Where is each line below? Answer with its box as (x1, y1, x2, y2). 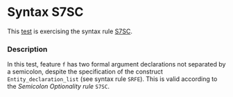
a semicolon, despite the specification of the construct (7, 67, 163, 76)
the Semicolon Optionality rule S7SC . (7, 82, 110, 91)
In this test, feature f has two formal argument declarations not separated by (7, 60, 226, 69)
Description (7, 44, 48, 54)
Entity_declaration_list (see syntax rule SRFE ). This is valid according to (7, 75, 218, 83)
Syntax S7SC (7, 4, 84, 20)
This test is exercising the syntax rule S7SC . (7, 27, 133, 35)
